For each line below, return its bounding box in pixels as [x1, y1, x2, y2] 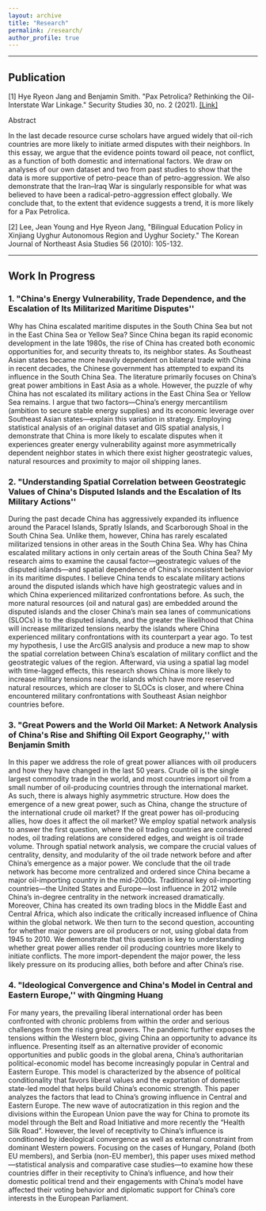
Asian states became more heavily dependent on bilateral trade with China [8, 355, 252, 364]
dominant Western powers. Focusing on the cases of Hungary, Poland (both [8, 1143, 256, 1152]
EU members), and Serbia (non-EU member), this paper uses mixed [8, 1151, 229, 1160]
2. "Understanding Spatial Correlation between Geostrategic [8, 476, 247, 487]
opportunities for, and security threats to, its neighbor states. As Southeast [8, 346, 252, 356]
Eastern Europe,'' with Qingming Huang [8, 989, 164, 1001]
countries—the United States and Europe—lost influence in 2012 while [8, 884, 237, 893]
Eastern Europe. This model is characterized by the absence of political [8, 1066, 241, 1076]
